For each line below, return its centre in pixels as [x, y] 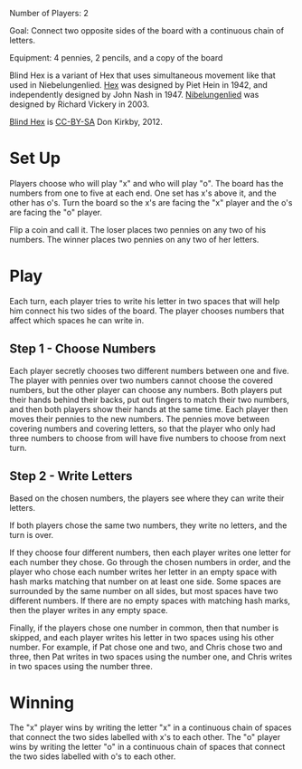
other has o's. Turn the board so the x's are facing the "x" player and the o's [151, 202]
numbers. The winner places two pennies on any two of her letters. [134, 239]
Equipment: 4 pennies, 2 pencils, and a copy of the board [116, 58]
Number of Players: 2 [49, 13]
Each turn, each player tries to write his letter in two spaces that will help [145, 301]
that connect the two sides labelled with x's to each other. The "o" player [145, 737]
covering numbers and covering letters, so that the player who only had [142, 428]
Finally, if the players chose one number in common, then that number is [144, 628]
